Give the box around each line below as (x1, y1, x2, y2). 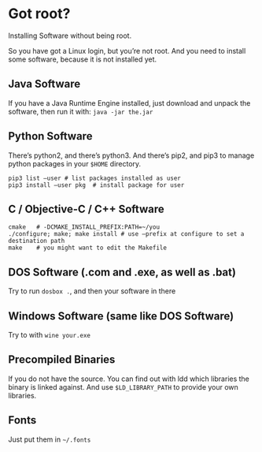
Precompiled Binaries (8, 353, 116, 367)
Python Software (8, 129, 93, 143)
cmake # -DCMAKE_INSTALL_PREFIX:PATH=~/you (8, 223, 160, 231)
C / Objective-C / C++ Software (8, 202, 164, 215)
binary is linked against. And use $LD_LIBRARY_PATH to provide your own (8, 382, 238, 391)
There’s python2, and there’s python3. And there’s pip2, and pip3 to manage (8, 151, 255, 160)
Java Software (8, 77, 81, 91)
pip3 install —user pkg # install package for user (8, 181, 185, 189)
